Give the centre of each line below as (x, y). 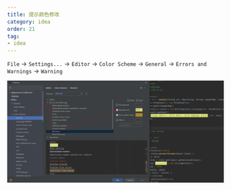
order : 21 (21, 29)
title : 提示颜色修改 (33, 14)
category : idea (29, 22)
